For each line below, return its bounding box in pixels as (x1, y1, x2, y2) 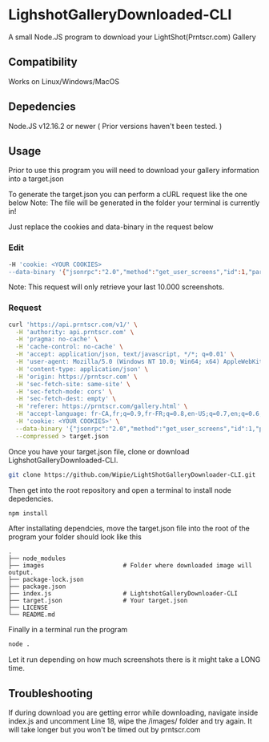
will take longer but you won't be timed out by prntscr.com (8, 725, 201, 735)
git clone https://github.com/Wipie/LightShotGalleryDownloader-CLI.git (8, 470, 256, 478)
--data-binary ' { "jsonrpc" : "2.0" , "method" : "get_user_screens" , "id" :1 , (8, 268, 249, 276)
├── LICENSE (8, 603, 48, 612)
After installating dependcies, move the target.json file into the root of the (8, 523, 251, 534)
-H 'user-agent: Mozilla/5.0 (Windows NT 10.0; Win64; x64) (15, 358, 220, 366)
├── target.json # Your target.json (8, 597, 188, 605)
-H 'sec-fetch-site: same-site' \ (15, 380, 130, 388)
